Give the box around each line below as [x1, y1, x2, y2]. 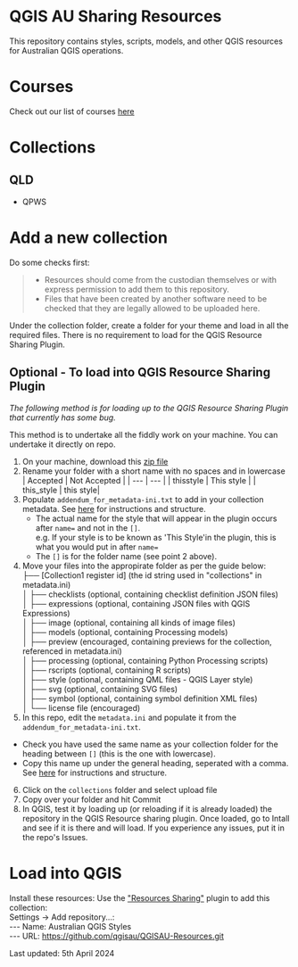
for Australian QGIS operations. [9, 45, 124, 55]
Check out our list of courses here [9, 105, 136, 117]
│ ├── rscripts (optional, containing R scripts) [21, 665, 192, 675]
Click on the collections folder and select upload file [21, 784, 218, 795]
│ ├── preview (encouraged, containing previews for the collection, [21, 636, 272, 647]
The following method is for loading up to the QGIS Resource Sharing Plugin [9, 402, 289, 413]
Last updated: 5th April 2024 [9, 947, 115, 958]
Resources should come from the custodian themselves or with [44, 274, 277, 285]
